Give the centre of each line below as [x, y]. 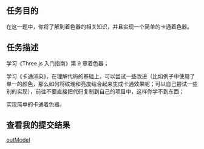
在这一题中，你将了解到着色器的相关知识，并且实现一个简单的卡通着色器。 [99, 27]
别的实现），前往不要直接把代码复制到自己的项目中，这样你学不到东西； [95, 91]
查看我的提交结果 [38, 125]
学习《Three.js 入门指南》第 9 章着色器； [58, 63]
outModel [18, 140]
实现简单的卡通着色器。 [36, 104]
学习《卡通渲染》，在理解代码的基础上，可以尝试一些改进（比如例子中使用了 [101, 76]
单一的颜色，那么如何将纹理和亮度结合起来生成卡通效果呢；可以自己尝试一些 [102, 84]
